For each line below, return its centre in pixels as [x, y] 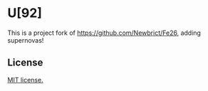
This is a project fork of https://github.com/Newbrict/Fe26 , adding [104, 33]
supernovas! [26, 40]
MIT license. [26, 80]
